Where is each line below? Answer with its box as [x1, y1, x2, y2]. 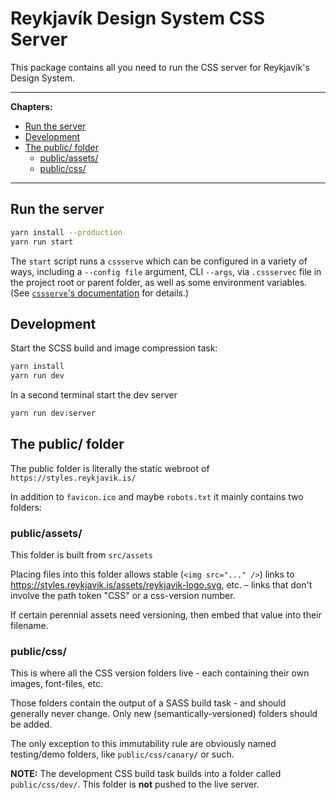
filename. [10, 620, 49, 632]
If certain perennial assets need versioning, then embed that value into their [10, 609, 322, 621]
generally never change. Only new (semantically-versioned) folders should [10, 708, 318, 720]
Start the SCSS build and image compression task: [10, 342, 218, 354]
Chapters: [10, 100, 53, 112]
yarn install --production [10, 227, 123, 237]
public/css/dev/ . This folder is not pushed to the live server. [10, 778, 260, 791]
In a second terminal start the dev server [10, 389, 178, 401]
